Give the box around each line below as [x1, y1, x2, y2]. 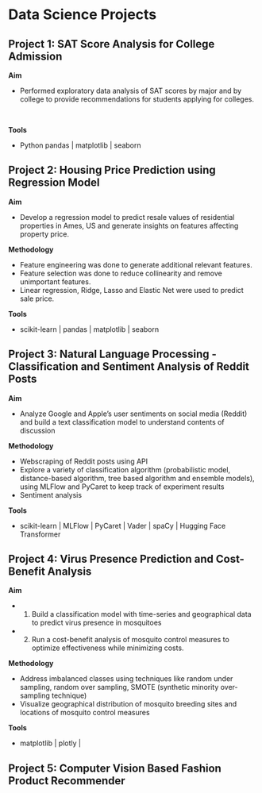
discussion [19, 425, 56, 435]
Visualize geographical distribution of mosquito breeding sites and [19, 699, 237, 709]
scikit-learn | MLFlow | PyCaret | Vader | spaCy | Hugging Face [19, 521, 226, 530]
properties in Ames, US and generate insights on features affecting [19, 221, 239, 230]
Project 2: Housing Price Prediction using [8, 164, 216, 177]
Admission [8, 49, 63, 63]
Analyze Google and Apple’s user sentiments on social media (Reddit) [19, 409, 248, 418]
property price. [19, 229, 70, 239]
